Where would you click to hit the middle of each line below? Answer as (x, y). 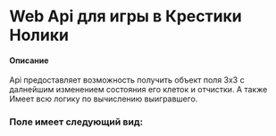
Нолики (39, 35)
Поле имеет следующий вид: (76, 122)
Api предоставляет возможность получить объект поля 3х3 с (127, 80)
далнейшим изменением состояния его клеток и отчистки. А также (138, 90)
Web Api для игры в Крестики (126, 16)
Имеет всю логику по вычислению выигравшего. (104, 99)
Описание (29, 60)
